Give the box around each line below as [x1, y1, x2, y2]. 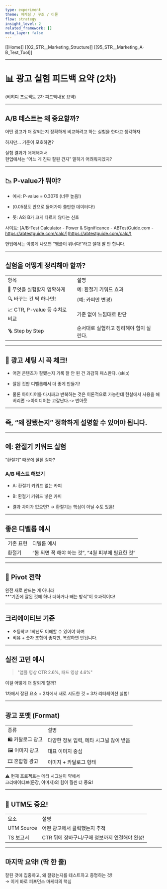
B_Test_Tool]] [5, 49, 32, 55]
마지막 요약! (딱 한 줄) [5, 858, 67, 867]
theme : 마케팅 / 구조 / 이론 [5, 12, 58, 17]
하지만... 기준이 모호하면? [5, 139, 54, 145]
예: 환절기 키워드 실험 [5, 442, 66, 451]
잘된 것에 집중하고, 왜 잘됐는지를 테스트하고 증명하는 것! [5, 872, 113, 878]
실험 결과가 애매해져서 [5, 150, 48, 156]
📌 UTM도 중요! [5, 800, 48, 808]
